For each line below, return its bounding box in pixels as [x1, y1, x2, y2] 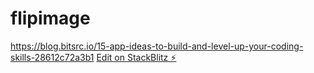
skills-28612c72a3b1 [10, 51, 95, 63]
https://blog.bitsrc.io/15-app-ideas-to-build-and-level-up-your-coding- [10, 40, 304, 52]
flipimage [10, 7, 91, 30]
